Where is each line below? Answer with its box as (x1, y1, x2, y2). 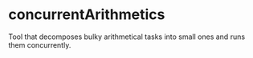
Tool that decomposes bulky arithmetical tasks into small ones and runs (8, 32, 246, 41)
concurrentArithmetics (8, 6, 165, 24)
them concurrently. (8, 40, 71, 49)
